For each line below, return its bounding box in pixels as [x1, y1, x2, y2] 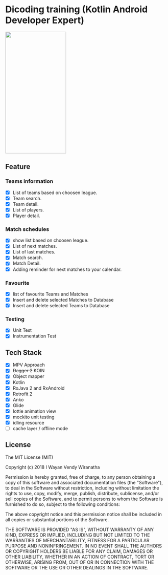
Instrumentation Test [12, 333, 57, 339]
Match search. [12, 254, 43, 261]
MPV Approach [12, 362, 45, 368]
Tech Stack [5, 348, 42, 357]
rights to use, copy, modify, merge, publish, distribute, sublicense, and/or [5, 490, 159, 496]
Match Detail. [12, 260, 41, 267]
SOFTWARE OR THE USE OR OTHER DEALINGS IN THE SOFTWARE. [5, 564, 149, 570]
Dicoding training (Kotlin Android [5, 4, 148, 15]
